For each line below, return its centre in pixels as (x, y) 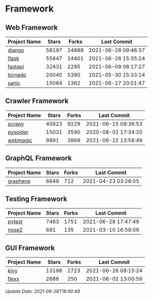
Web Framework (31, 28)
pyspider (18, 132)
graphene (19, 181)
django (16, 50)
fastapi (16, 67)
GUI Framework (30, 248)
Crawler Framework (37, 101)
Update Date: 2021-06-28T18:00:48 (43, 291)
